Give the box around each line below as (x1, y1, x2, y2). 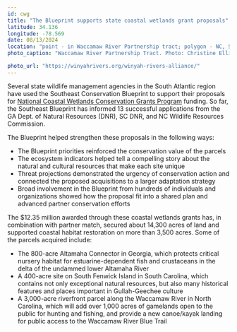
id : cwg (7, 10, 30, 18)
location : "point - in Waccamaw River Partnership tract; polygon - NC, (7, 43, 226, 50)
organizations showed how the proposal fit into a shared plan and (17, 191, 208, 200)
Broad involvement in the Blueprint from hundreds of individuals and (17, 184, 217, 193)
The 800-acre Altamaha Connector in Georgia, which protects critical (17, 249, 219, 258)
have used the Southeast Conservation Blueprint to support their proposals (7, 89, 226, 97)
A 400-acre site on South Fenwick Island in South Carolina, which (17, 271, 209, 280)
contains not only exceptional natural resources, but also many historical (17, 279, 229, 287)
